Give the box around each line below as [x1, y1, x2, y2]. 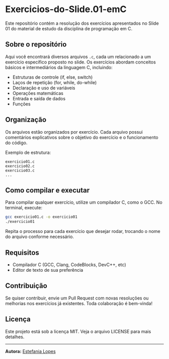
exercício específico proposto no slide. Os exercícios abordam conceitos [5, 59, 156, 65]
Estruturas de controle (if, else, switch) [12, 74, 93, 80]
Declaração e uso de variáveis [12, 85, 75, 91]
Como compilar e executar [5, 186, 90, 195]
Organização [5, 115, 47, 124]
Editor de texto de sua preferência [12, 267, 83, 273]
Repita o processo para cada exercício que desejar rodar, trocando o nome [5, 228, 161, 234]
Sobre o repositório [5, 40, 67, 49]
